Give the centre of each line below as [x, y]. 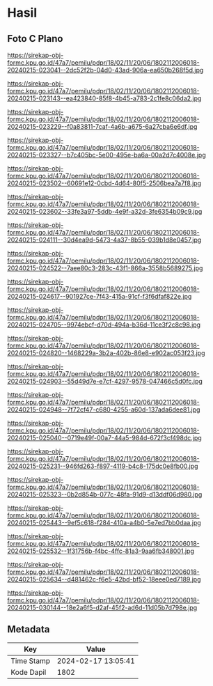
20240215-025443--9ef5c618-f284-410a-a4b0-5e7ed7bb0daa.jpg [104, 523]
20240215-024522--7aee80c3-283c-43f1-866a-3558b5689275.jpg [105, 268]
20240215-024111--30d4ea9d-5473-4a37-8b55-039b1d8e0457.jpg [104, 240]
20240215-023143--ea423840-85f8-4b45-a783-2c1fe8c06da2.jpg [104, 98]
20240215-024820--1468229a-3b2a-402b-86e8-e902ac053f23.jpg [106, 353]
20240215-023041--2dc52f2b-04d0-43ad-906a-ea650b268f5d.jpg [105, 70]
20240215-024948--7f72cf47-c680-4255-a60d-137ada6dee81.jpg [104, 410]
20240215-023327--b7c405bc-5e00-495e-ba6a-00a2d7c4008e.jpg [107, 155]
